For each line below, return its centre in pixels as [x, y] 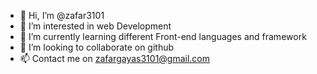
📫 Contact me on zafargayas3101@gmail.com [115, 58]
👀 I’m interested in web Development [95, 26]
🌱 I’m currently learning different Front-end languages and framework [163, 36]
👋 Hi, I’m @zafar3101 [62, 15]
